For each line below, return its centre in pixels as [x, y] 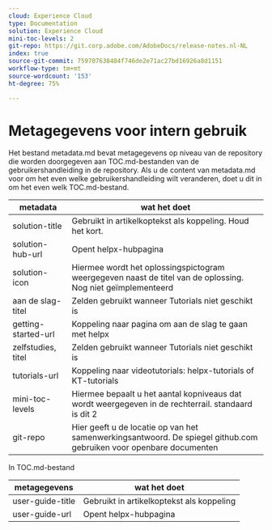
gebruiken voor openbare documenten [145, 447]
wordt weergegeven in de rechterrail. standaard [162, 404]
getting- [29, 324]
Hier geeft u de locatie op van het [135, 427]
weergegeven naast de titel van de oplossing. [158, 278]
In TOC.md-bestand [42, 468]
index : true [28, 53]
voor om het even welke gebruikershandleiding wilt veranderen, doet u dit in [135, 179]
